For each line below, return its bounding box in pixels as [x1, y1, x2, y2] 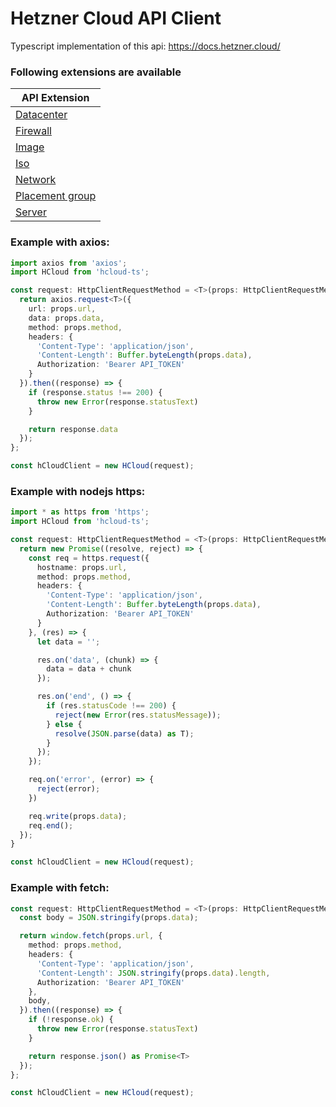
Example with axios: [10, 235, 110, 249]
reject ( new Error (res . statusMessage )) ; [54, 710, 222, 720]
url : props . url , [28, 304, 97, 314]
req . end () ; [28, 820, 74, 831]
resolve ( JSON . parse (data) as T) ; [54, 728, 195, 739]
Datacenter [15, 108, 68, 122]
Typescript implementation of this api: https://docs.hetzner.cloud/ [10, 40, 281, 52]
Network [15, 173, 57, 187]
